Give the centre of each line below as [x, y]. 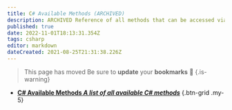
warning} [37, 79]
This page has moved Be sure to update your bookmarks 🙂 [109, 72]
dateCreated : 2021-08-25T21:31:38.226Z [65, 53]
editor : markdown [32, 46]
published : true [30, 26]
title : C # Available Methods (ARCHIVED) [66, 13]
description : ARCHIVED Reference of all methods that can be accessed [111, 20]
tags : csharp [26, 39]
